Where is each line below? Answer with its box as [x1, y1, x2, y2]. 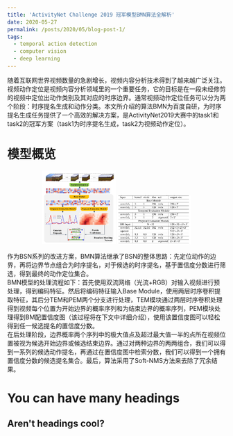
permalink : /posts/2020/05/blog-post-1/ [7, 26, 126, 33]
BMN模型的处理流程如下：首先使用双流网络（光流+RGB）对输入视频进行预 [7, 278, 221, 286]
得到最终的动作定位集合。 [19, 270, 92, 278]
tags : [7, 33, 23, 40]
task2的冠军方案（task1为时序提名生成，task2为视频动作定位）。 [7, 119, 190, 128]
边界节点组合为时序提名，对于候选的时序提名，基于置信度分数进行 [31, 261, 220, 269]
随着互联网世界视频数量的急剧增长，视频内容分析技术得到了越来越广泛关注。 [7, 76, 226, 84]
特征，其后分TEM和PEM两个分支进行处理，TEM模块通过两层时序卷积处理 [12, 296, 223, 304]
